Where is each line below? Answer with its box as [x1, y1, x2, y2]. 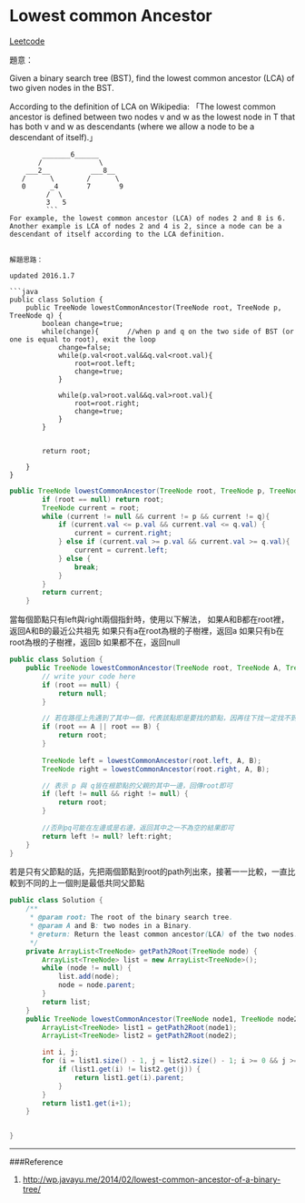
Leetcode [9, 36, 45, 46]
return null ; [57, 688, 107, 698]
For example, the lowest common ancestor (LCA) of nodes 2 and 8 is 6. [9, 213, 286, 223]
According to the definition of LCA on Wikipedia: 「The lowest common [9, 101, 276, 112]
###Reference [9, 1157, 64, 1167]
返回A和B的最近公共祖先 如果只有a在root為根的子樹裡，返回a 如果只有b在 [9, 626, 284, 637]
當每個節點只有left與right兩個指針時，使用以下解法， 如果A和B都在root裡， [9, 614, 290, 625]
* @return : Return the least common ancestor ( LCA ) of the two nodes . [29, 930, 299, 939]
